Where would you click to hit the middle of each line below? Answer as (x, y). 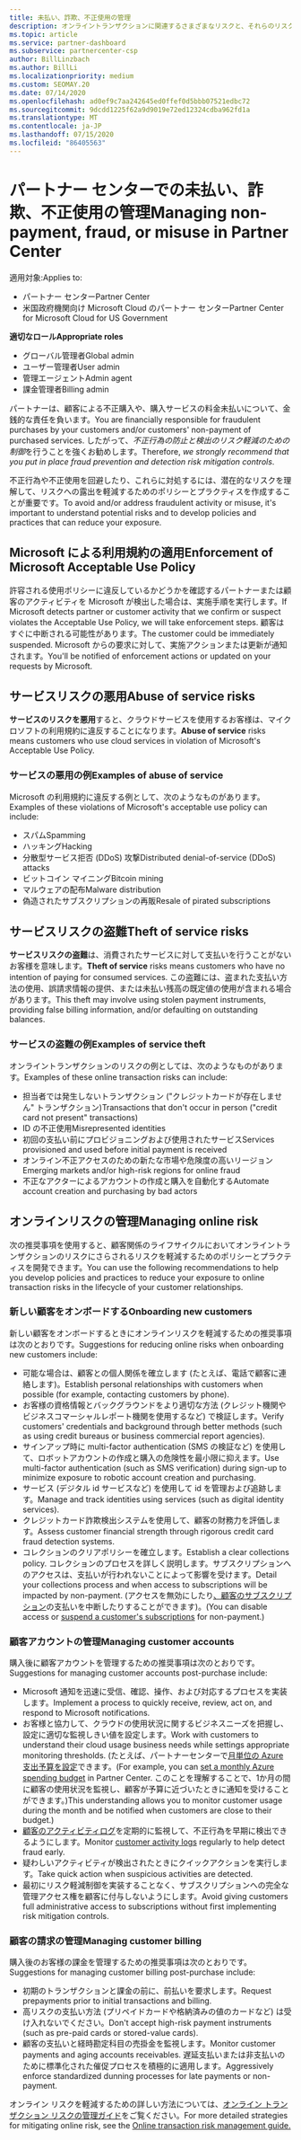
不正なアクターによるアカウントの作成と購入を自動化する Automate (146, 1181)
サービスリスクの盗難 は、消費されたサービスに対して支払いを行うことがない (150, 955)
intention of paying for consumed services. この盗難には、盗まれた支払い (145, 977)
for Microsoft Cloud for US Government (95, 318)
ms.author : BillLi (43, 68)
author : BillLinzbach (50, 59)
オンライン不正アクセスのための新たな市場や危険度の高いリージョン (147, 1160)
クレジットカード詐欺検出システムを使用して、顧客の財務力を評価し (147, 1520)
